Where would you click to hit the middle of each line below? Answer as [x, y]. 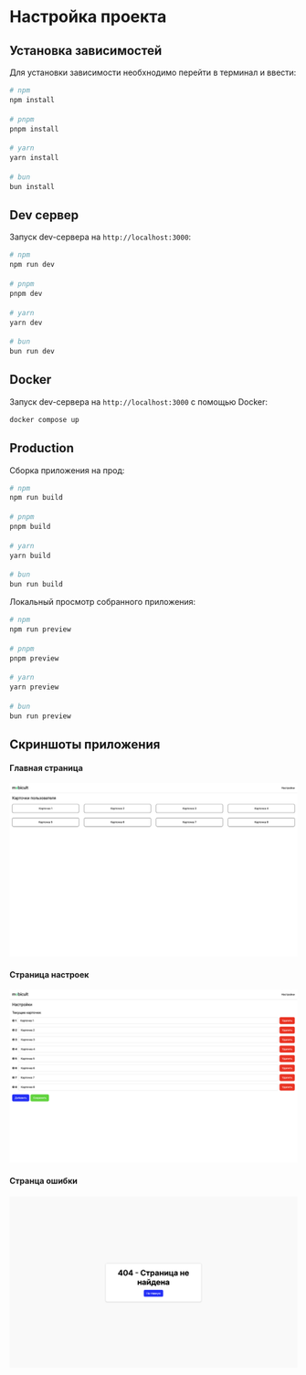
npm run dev [32, 265]
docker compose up [44, 419]
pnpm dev [26, 293]
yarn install [34, 158]
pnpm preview [34, 658]
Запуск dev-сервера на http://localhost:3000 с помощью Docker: [138, 402]
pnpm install [34, 129]
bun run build [37, 585]
